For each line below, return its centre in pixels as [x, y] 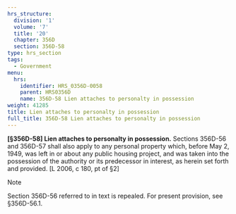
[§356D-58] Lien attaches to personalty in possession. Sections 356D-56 [117, 139]
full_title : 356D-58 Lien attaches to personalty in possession [104, 118]
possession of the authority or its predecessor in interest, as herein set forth [118, 161]
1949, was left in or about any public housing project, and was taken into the [118, 153]
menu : [15, 73]
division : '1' [34, 20]
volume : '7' [31, 27]
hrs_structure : [30, 14]
